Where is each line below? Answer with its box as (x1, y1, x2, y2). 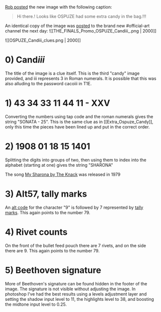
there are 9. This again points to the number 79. (5, 248, 100, 253)
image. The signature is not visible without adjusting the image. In (5, 286, 136, 292)
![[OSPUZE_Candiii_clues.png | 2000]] (5, 37, 81, 43)
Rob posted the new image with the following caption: (5, 4, 112, 10)
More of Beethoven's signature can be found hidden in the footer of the (5, 281, 147, 286)
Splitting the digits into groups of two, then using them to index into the (5, 157, 146, 163)
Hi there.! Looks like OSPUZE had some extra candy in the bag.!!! (16, 14, 146, 19)
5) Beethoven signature (5, 265, 102, 276)
